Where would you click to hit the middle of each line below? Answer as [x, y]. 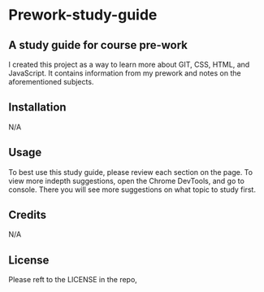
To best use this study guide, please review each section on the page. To [131, 172]
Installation [37, 107]
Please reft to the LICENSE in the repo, [73, 280]
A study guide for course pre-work [98, 45]
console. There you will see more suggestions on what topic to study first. [132, 190]
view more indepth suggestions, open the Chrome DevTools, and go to [127, 181]
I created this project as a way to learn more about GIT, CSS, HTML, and [129, 64]
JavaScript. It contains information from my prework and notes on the [125, 73]
